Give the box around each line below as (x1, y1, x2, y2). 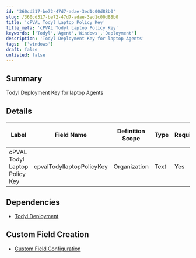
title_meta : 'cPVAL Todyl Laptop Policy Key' (6, 25, 118, 31)
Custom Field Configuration (14, 245, 81, 252)
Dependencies (6, 197, 60, 207)
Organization (113, 163, 149, 171)
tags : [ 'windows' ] (6, 42, 54, 47)
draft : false (6, 47, 38, 53)
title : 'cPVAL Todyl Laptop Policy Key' (6, 19, 106, 25)
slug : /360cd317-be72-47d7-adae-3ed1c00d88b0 (6, 14, 118, 20)
